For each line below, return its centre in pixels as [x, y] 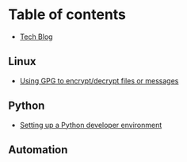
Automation [38, 150]
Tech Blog [36, 37]
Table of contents [67, 15]
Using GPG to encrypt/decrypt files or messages [99, 80]
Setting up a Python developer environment [91, 125]
